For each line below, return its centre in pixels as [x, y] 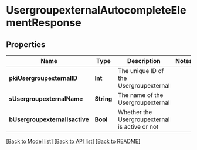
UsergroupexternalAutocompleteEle [96, 10]
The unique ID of [141, 71]
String [103, 99]
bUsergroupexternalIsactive [49, 119]
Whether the [135, 112]
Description [144, 61]
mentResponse [44, 23]
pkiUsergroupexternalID [43, 78]
